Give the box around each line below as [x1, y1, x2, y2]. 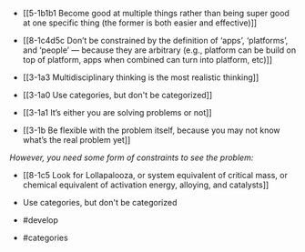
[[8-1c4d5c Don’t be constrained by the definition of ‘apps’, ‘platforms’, [22, 35, 289, 45]
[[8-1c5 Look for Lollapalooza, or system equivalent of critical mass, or [22, 170, 289, 180]
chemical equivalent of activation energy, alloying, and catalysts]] [22, 179, 269, 190]
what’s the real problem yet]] [22, 135, 131, 145]
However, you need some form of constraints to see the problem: [9, 152, 254, 163]
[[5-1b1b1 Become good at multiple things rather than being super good [22, 8, 290, 18]
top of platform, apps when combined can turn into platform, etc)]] [22, 55, 273, 65]
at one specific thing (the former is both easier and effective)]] [22, 17, 258, 28]
